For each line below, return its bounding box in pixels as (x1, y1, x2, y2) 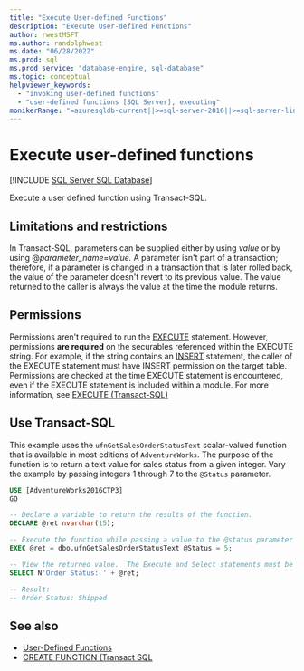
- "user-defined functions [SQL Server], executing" (17, 97, 221, 107)
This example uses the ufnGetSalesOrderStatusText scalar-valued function (9, 439, 288, 450)
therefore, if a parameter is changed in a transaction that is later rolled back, (9, 262, 293, 273)
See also (9, 618, 59, 634)
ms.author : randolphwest (9, 38, 103, 48)
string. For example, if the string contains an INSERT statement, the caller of (9, 350, 293, 361)
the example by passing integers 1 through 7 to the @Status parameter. (9, 468, 271, 479)
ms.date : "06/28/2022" (9, 47, 95, 56)
